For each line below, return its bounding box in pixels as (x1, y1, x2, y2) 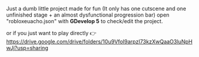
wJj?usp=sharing (6, 45, 49, 51)
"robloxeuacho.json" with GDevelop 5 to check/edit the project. (6, 18, 163, 24)
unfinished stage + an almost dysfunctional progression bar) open (6, 11, 170, 18)
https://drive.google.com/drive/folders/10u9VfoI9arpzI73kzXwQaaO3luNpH (6, 38, 193, 45)
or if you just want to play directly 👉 (6, 30, 97, 36)
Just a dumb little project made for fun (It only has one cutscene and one (6, 5, 186, 12)
